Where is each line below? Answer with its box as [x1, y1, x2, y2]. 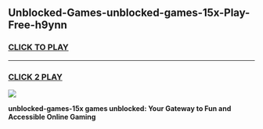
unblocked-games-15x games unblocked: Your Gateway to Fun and [8, 103, 232, 113]
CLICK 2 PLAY [8, 71, 63, 82]
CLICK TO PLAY [8, 42, 69, 53]
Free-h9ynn [8, 19, 68, 32]
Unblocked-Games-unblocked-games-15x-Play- [8, 6, 250, 20]
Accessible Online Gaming [8, 112, 96, 121]
